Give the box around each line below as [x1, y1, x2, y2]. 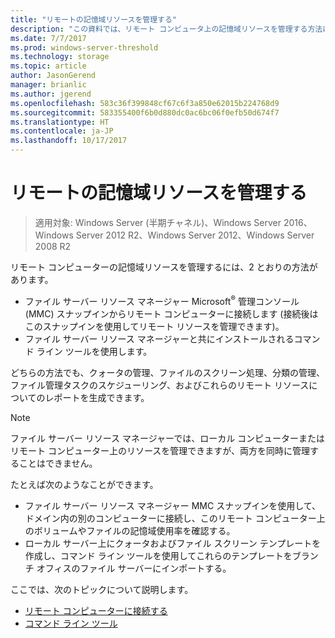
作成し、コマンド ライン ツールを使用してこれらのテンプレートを [24, 549, 293, 561]
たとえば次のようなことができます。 [10, 478, 159, 490]
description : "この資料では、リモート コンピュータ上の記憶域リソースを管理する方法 [10, 24, 323, 34]
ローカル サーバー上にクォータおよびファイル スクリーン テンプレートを [24, 537, 322, 549]
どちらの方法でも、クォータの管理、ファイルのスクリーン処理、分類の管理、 [10, 366, 325, 378]
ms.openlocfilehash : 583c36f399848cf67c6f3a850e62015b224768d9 [10, 98, 280, 108]
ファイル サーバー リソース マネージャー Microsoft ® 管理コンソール [24, 293, 300, 307]
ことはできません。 [18, 457, 98, 469]
